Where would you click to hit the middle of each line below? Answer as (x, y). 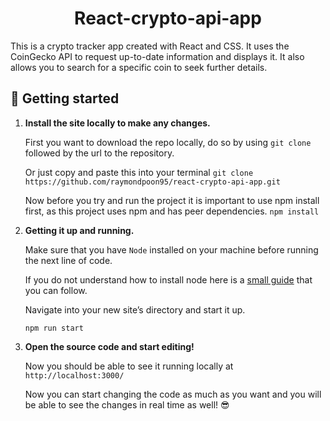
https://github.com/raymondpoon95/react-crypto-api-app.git (152, 182)
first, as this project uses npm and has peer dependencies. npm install (172, 211)
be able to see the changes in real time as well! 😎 (127, 404)
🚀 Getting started (65, 98)
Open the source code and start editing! (109, 346)
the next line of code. (68, 260)
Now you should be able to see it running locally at (129, 366)
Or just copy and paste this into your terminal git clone (139, 172)
